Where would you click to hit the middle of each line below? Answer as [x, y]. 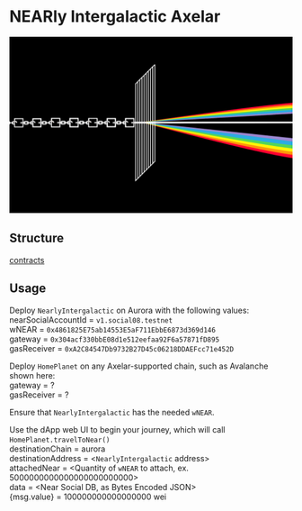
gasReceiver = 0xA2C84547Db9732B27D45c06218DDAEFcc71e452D [122, 348]
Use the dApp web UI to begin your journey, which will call [117, 429]
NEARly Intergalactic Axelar [115, 17]
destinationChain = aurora [58, 449]
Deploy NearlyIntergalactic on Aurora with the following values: [129, 310]
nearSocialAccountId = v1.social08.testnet [91, 319]
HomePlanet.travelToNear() [60, 440]
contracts [27, 260]
